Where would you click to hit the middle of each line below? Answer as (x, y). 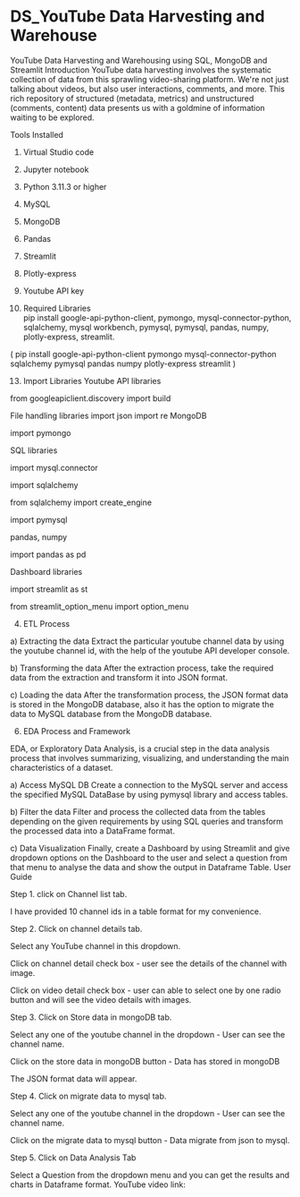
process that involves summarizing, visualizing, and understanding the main (150, 757)
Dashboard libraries (46, 571)
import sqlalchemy (44, 484)
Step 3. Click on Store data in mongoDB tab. (91, 1017)
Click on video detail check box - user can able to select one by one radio (146, 990)
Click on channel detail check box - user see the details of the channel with (149, 963)
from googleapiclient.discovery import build (91, 398)
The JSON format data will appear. (74, 1078)
